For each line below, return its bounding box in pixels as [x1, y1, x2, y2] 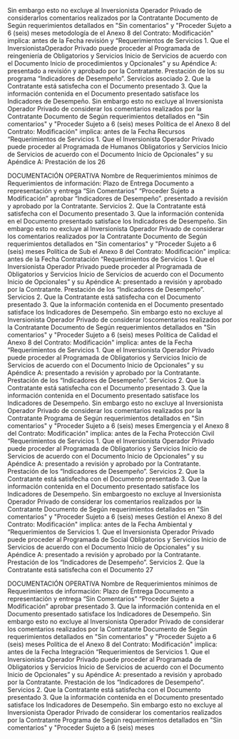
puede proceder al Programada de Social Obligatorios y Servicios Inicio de [7, 535, 227, 544]
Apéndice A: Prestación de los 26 [7, 158, 106, 166]
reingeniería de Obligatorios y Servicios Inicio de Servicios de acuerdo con [7, 51, 227, 60]
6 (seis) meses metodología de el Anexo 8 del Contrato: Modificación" [7, 29, 214, 37]
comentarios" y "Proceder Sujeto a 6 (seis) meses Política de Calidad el [7, 331, 218, 339]
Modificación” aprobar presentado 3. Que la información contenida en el [7, 602, 220, 611]
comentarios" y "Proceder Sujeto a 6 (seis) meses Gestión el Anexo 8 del [7, 513, 223, 521]
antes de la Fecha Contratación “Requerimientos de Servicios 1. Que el [7, 255, 215, 263]
